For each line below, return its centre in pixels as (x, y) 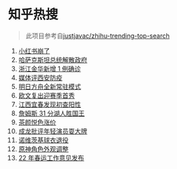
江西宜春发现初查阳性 (49, 104)
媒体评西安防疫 (40, 77)
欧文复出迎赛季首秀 (47, 95)
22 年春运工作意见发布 (51, 158)
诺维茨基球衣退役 (43, 140)
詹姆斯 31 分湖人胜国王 (52, 113)
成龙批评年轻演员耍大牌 (53, 131)
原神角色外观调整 (43, 149)
